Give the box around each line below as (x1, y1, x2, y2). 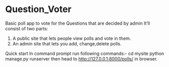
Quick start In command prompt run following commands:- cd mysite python (5, 50, 164, 56)
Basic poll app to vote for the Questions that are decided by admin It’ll (5, 20, 150, 26)
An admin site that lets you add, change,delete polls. (12, 40, 122, 46)
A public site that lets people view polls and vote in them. (12, 35, 131, 41)
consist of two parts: (5, 25, 48, 31)
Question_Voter (5, 4, 72, 15)
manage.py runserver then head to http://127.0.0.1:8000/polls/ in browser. (5, 55, 158, 61)
